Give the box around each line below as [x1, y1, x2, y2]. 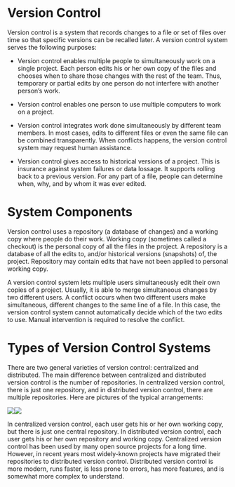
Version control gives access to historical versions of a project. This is [17, 156, 220, 166]
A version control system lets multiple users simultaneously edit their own [7, 278, 220, 286]
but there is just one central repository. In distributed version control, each [7, 427, 222, 436]
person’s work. [17, 86, 61, 95]
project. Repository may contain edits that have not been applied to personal [7, 257, 229, 265]
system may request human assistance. [17, 143, 133, 152]
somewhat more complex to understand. [7, 472, 125, 480]
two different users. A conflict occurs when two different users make [7, 293, 206, 301]
